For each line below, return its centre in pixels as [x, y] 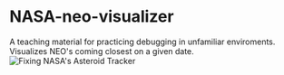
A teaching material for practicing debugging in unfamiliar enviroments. [142, 42]
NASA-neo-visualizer [92, 17]
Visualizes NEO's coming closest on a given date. [102, 51]
